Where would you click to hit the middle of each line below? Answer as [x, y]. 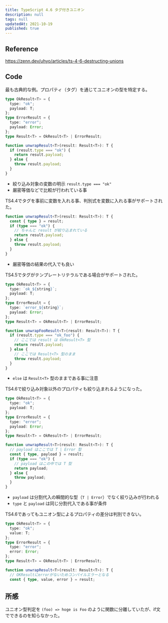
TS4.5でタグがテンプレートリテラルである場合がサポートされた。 [73, 275]
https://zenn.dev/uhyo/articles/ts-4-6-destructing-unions [64, 61]
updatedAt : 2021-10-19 [29, 24]
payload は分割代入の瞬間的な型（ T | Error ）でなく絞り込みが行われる [86, 497]
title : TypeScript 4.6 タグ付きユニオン [45, 10]
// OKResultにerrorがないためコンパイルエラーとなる [59, 575]
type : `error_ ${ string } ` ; [37, 307]
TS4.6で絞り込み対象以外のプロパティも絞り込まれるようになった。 [75, 389]
